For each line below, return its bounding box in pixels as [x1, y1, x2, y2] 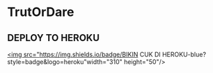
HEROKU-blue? [162, 50, 207, 58]
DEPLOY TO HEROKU [7, 32, 100, 44]
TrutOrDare [7, 4, 74, 20]
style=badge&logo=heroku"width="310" [7, 58, 123, 66]
